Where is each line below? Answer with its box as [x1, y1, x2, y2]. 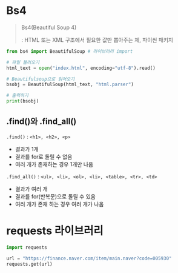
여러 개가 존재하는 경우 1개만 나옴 [15, 160, 94, 167]
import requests [6, 244, 47, 251]
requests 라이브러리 [6, 224, 104, 238]
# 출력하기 [6, 92, 29, 99]
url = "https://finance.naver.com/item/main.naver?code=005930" [6, 255, 172, 261]
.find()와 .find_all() [6, 116, 77, 127]
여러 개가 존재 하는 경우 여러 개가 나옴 [15, 200, 104, 207]
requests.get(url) [6, 261, 53, 267]
